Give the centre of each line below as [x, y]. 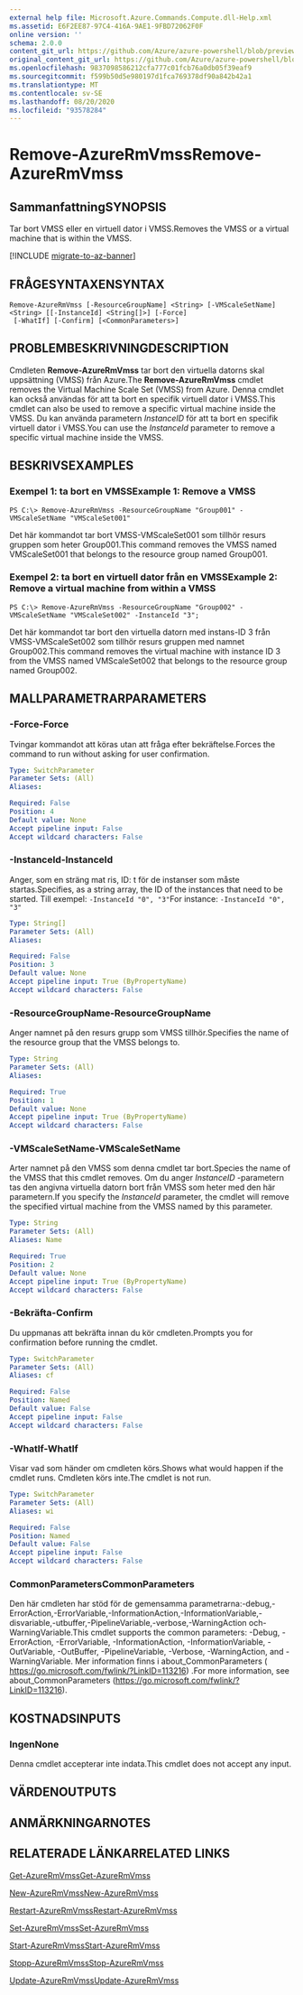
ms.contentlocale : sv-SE [56, 93]
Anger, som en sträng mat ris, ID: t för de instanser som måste [125, 879]
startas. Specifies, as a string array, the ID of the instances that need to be [146, 889]
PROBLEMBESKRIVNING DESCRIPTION [119, 348]
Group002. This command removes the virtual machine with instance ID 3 [145, 651]
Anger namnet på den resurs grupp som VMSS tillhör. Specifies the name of [149, 1033]
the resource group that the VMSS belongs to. [95, 1043]
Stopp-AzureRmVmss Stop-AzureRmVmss [87, 1963]
